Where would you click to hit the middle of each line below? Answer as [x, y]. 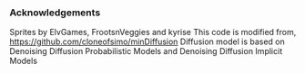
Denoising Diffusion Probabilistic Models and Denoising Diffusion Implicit [146, 51]
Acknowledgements [55, 13]
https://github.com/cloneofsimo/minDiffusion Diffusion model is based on [147, 41]
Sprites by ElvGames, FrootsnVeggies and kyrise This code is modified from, [153, 32]
